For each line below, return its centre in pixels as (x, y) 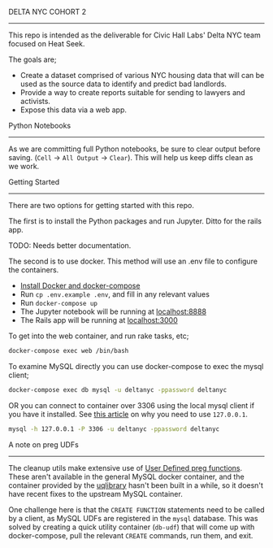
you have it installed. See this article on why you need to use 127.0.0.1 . (128, 414)
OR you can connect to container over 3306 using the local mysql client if (131, 405)
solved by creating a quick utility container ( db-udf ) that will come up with (132, 527)
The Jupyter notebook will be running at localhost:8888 (113, 311)
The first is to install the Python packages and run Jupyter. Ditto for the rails (135, 221)
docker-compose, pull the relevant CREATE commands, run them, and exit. (131, 535)
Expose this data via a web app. (74, 110)
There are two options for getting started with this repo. (102, 205)
